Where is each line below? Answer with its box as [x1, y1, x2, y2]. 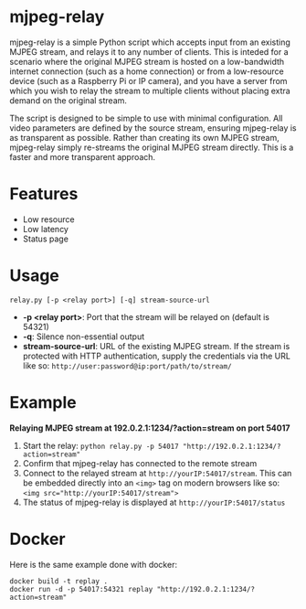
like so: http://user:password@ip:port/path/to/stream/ [22, 359, 232, 371]
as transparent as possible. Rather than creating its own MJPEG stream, [9, 132, 280, 143]
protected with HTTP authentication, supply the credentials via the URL [22, 350, 290, 361]
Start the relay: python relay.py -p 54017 [22, 440, 180, 451]
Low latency [22, 223, 69, 234]
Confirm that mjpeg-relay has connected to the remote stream [22, 457, 258, 468]
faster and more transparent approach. [9, 151, 156, 162]
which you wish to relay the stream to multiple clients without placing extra [9, 85, 290, 96]
